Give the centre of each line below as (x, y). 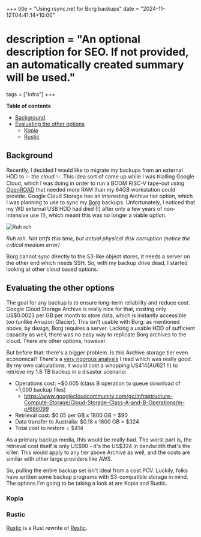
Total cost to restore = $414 (49, 428)
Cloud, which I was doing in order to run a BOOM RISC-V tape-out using (95, 183)
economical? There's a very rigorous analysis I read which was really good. (99, 359)
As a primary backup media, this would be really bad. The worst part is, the (99, 439)
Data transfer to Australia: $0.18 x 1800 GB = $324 (77, 421)
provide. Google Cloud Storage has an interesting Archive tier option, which (100, 196)
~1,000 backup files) (40, 389)
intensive (17, 215)
